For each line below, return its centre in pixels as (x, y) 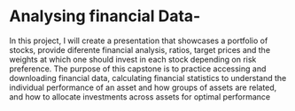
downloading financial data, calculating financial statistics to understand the (148, 78)
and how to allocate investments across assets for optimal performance (140, 96)
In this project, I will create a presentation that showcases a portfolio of (139, 41)
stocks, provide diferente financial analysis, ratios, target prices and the (140, 49)
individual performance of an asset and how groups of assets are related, (143, 87)
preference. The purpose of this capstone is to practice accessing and (138, 69)
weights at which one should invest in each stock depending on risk (133, 59)
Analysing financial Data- (105, 16)
